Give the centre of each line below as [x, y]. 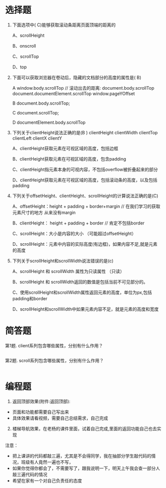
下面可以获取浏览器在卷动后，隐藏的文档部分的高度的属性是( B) [77, 77]
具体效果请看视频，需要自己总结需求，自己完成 [60, 418]
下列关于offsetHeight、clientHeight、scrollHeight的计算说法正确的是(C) [85, 196]
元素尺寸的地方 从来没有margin [44, 212]
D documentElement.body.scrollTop [49, 122]
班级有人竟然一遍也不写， [47, 462]
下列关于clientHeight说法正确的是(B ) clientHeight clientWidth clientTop [85, 132]
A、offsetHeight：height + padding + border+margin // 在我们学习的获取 [86, 206]
